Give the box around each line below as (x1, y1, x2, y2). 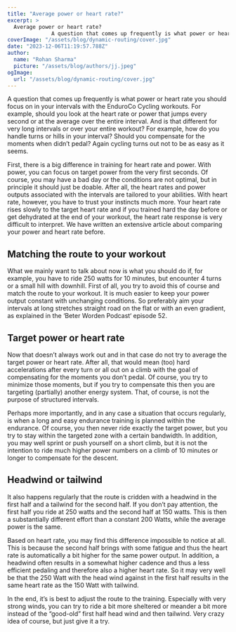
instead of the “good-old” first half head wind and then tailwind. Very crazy (7, 609, 225, 618)
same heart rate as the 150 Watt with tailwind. (7, 581, 139, 589)
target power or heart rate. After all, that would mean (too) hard (7, 358, 190, 366)
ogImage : (7, 69, 33, 76)
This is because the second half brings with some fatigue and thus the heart (7, 544, 228, 552)
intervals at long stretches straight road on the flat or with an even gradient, (7, 304, 226, 312)
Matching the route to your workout (7, 248, 166, 260)
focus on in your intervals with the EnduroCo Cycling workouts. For (7, 103, 202, 111)
